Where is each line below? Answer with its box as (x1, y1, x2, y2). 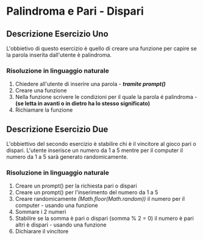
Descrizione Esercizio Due (6, 124, 109, 134)
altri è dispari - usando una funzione (15, 221, 107, 228)
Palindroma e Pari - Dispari (6, 4, 144, 18)
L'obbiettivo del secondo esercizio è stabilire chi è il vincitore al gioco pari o (6, 140, 196, 148)
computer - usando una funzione (15, 202, 99, 209)
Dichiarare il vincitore (15, 228, 69, 235)
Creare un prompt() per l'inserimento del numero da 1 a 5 (15, 189, 158, 196)
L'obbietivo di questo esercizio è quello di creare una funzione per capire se (6, 45, 197, 52)
